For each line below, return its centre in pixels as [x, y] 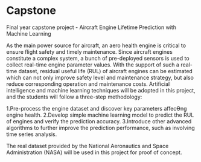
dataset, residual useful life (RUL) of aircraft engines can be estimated [106, 71]
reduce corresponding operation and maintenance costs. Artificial [88, 84]
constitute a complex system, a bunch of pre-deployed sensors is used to [98, 58]
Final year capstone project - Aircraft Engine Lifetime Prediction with [91, 27]
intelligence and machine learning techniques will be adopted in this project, [101, 90]
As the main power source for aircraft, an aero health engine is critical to [96, 45]
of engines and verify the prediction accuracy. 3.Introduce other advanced [99, 121]
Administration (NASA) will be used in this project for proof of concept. [94, 152]
